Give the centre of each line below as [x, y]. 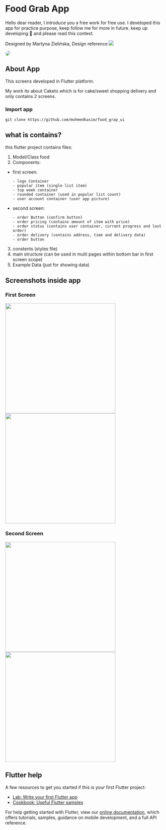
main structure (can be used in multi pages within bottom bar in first [83, 254]
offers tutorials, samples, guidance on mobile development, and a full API [81, 817]
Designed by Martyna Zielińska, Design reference [57, 44]
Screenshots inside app [43, 280]
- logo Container [31, 181]
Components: [27, 162]
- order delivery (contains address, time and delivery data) [79, 235]
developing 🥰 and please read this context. [50, 33]
